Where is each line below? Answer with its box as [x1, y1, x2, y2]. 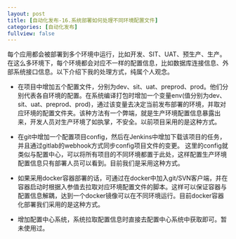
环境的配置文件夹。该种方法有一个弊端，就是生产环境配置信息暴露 [23, 109, 215, 117]
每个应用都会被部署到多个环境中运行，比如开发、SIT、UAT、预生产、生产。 [7, 50, 226, 58]
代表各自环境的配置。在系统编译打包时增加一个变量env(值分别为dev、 [23, 91, 226, 100]
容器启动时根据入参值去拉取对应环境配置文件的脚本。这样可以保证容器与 [17, 183, 227, 191]
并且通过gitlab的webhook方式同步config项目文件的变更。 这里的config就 [17, 141, 228, 150]
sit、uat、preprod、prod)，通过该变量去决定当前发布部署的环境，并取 [17, 100, 220, 109]
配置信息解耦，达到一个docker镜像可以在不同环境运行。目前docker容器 [17, 191, 225, 200]
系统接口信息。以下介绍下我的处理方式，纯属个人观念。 [13, 67, 173, 76]
